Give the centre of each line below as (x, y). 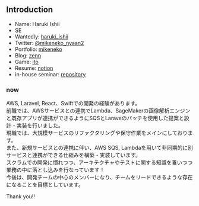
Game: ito (26, 62)
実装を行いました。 (40, 125)
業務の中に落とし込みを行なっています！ (56, 170)
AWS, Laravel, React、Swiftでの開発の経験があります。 (73, 104)
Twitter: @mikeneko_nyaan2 (49, 43)
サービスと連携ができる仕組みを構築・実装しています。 (73, 155)
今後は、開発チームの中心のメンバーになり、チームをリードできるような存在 (99, 178)
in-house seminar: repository (50, 74)
